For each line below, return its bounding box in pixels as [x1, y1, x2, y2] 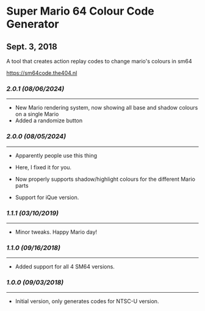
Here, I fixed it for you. [15, 163, 72, 171]
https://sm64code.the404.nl [6, 69, 77, 77]
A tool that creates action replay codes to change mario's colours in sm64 [6, 58, 192, 65]
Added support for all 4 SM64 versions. [15, 263, 115, 270]
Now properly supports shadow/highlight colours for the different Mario [15, 175, 195, 183]
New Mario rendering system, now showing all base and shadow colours [15, 104, 198, 111]
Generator [6, 17, 59, 31]
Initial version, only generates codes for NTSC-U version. [15, 298, 159, 305]
